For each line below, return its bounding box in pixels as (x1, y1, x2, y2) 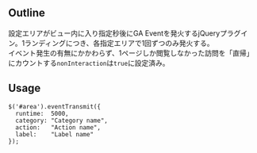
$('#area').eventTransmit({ (8, 102, 102, 110)
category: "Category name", (15, 117, 109, 124)
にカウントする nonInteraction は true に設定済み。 (8, 58, 170, 67)
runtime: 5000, (15, 109, 69, 117)
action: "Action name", (15, 123, 102, 132)
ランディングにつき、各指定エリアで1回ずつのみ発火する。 (24, 38, 214, 48)
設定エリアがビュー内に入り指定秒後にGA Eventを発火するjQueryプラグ (8, 28, 241, 38)
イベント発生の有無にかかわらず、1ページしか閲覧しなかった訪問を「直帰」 (8, 48, 254, 58)
